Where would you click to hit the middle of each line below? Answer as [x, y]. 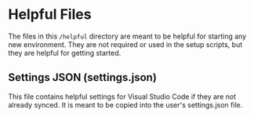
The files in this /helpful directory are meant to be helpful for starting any [127, 36]
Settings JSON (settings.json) [82, 77]
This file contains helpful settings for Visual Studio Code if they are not [122, 97]
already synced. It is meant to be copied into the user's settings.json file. [125, 104]
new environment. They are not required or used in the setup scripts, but [125, 44]
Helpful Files [50, 15]
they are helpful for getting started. [65, 53]
